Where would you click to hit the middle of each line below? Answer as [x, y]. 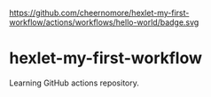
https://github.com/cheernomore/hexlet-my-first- [99, 13]
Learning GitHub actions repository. [74, 83]
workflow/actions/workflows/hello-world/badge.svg [104, 22]
